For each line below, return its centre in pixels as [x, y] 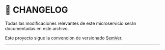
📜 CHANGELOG [37, 10]
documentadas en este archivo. [37, 28]
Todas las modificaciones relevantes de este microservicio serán [71, 23]
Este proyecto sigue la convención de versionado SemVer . [64, 38]
